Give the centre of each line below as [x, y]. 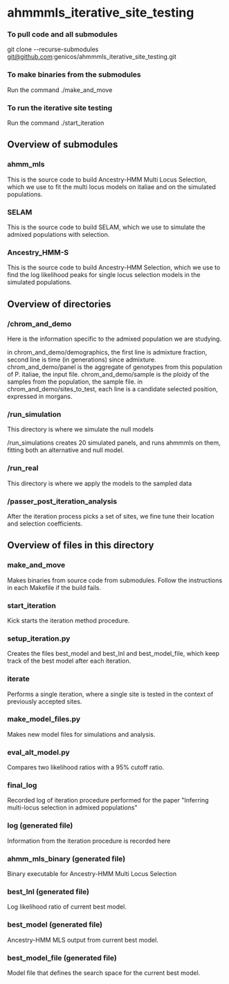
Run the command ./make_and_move [60, 90]
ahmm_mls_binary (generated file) [66, 859]
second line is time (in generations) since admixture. [82, 360]
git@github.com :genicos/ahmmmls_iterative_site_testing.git [92, 57]
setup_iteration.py [39, 638]
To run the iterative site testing [60, 107]
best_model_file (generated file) [62, 958]
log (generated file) [40, 825]
